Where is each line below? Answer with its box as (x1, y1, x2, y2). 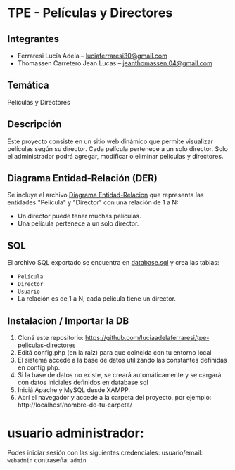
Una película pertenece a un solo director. (17, 219, 139, 228)
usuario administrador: (7, 425, 144, 441)
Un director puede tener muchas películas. (17, 212, 142, 221)
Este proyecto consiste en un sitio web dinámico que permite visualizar (7, 137, 213, 145)
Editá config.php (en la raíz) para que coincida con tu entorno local (17, 348, 212, 357)
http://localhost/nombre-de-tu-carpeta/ (17, 400, 132, 409)
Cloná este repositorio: (17, 334, 84, 342)
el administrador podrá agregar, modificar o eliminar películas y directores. (7, 152, 224, 160)
